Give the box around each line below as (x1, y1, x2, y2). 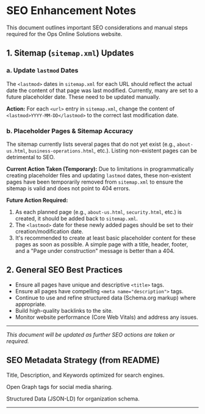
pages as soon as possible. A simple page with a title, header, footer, (15, 240, 189, 248)
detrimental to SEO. (6, 153, 55, 160)
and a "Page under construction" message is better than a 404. (15, 247, 175, 254)
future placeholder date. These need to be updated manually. (6, 93, 160, 101)
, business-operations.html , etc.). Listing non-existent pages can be (25, 147, 197, 154)
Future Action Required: (6, 196, 68, 204)
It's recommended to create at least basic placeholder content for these (15, 234, 196, 241)
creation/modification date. (15, 227, 84, 235)
